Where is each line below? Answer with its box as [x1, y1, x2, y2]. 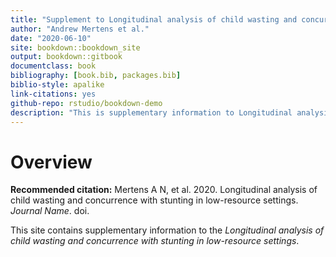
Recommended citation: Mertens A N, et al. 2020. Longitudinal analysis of [10, 184, 318, 196]
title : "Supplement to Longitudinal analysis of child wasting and [10, 14, 298, 25]
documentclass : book [10, 61, 97, 71]
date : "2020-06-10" [10, 33, 92, 43]
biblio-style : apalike [10, 80, 105, 90]
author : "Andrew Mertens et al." [10, 24, 150, 34]
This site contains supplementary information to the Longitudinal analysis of [10, 224, 325, 236]
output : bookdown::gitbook [10, 52, 123, 62]
